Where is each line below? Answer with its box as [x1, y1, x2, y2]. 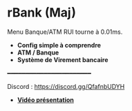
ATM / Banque [17, 48, 59, 57]
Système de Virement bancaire [17, 55, 109, 63]
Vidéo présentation [17, 95, 75, 104]
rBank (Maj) [7, 5, 77, 21]
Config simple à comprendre [17, 41, 102, 49]
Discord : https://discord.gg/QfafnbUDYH [7, 82, 125, 90]
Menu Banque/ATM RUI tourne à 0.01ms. [7, 28, 123, 36]
